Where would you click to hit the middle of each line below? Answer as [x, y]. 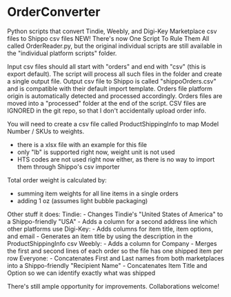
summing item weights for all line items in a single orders [98, 193]
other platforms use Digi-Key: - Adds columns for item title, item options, [110, 229]
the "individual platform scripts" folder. [62, 53]
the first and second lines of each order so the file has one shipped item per [115, 251]
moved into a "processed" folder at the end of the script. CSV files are [107, 103]
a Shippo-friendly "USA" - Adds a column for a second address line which [112, 221]
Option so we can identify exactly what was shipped [81, 273]
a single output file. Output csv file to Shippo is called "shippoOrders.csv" [112, 81]
